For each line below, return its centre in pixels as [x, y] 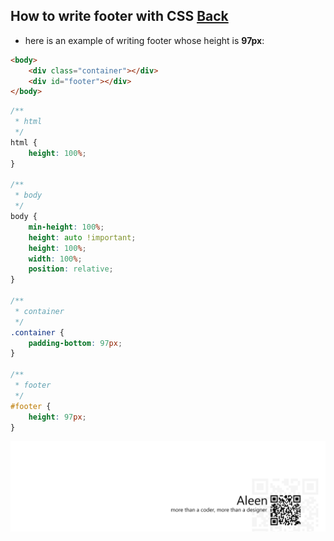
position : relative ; [71, 269]
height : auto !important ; [82, 237]
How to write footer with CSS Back [119, 16]
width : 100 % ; [55, 259]
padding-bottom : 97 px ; [75, 343]
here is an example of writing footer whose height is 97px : [144, 40]
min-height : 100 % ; [66, 227]
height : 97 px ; [57, 417]
